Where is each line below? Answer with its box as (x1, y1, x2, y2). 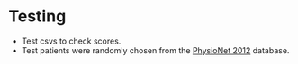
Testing (8, 6, 67, 27)
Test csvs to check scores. (21, 36, 122, 46)
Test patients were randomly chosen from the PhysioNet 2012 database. (21, 44, 290, 55)
